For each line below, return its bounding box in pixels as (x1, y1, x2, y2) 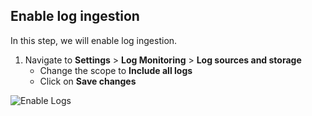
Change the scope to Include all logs (39, 64, 193, 76)
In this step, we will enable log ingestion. (10, 34, 178, 46)
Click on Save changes (39, 75, 137, 87)
